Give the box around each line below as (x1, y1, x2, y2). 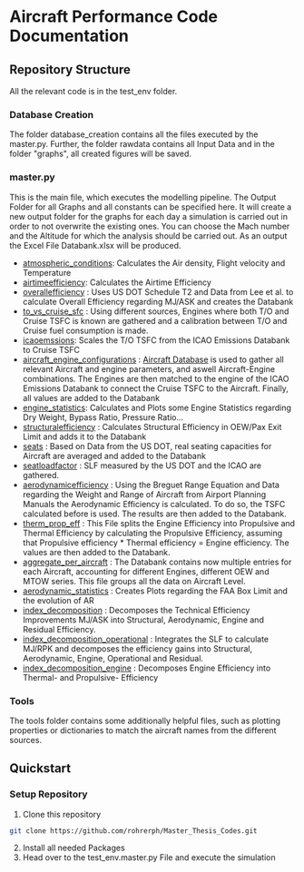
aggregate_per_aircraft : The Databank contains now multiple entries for (22, 556, 292, 567)
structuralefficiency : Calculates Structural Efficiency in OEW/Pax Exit (22, 421, 282, 432)
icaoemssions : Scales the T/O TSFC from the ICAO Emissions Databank (22, 334, 290, 346)
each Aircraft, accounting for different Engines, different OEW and (22, 565, 270, 577)
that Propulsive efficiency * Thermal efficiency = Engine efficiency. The (22, 537, 289, 548)
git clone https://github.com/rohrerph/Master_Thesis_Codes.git (9, 826, 258, 836)
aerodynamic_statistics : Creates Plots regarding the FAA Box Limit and (22, 585, 289, 596)
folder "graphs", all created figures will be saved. (9, 148, 192, 160)
